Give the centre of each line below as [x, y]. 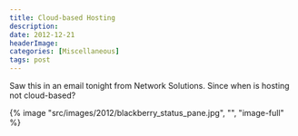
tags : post [30, 60]
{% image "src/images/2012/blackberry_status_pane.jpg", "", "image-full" [147, 113]
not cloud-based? [43, 95]
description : [34, 26]
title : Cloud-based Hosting [63, 18]
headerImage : [34, 43]
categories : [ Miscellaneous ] [65, 52]
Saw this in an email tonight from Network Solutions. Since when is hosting [149, 86]
